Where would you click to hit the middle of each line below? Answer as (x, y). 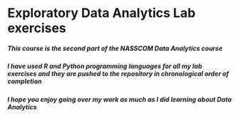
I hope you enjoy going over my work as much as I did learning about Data (119, 99)
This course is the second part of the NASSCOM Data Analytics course (115, 48)
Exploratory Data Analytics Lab (102, 13)
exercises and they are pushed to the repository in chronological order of (118, 74)
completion (25, 81)
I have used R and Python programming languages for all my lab (105, 66)
